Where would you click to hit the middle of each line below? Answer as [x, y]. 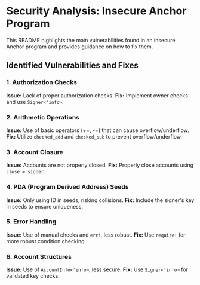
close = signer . [26, 171]
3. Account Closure [35, 152]
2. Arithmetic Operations [43, 117]
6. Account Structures [39, 256]
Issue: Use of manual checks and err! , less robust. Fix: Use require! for [96, 235]
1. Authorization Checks [42, 82]
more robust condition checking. [46, 241]
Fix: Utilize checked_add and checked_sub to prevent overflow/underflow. [94, 136]
